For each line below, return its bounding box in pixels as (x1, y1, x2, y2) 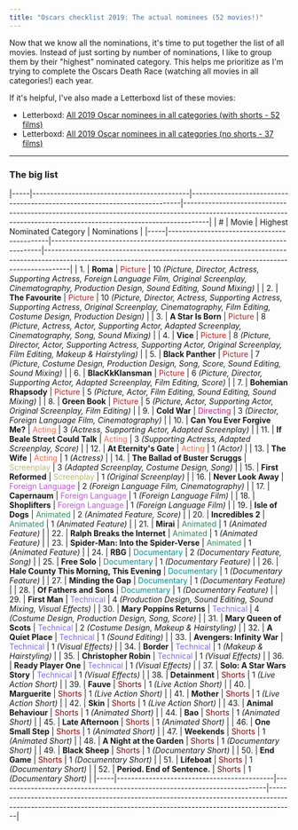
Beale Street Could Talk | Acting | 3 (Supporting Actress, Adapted (9, 433, 251, 444)
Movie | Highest (230, 217, 288, 227)
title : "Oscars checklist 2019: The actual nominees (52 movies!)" (9, 12, 264, 22)
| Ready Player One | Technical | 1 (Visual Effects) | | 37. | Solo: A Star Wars (9, 660, 286, 670)
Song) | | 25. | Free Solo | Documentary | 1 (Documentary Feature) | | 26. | (9, 556, 279, 566)
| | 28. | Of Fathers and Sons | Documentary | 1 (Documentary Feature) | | (9, 584, 278, 595)
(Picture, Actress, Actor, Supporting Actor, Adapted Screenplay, (9, 320, 242, 331)
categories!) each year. (9, 75, 94, 85)
